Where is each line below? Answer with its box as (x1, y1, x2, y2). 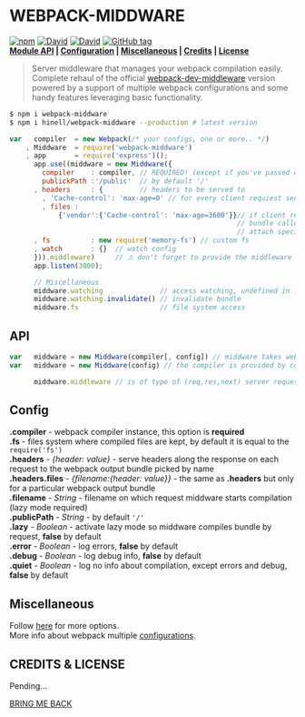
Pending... (9, 681, 48, 692)
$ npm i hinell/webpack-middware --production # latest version (9, 117, 258, 127)
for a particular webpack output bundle (9, 483, 156, 494)
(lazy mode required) (9, 502, 88, 513)
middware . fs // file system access (33, 303, 246, 312)
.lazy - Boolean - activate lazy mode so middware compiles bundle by (9, 521, 272, 532)
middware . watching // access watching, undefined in (33, 286, 290, 296)
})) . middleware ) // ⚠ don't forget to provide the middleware (33, 252, 292, 262)
